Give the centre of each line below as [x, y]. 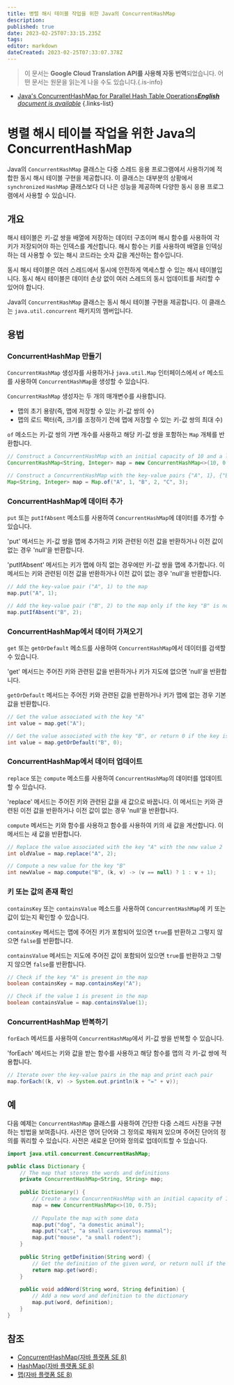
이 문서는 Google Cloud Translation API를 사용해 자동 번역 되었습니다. [120, 73]
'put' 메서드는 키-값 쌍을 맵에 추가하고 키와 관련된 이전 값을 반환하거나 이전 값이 [115, 542]
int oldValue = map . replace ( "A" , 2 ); [62, 854]
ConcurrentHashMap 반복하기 [58, 1022]
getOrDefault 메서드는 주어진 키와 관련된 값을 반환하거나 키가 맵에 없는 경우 [110, 695]
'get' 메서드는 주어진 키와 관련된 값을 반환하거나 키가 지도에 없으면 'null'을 [108, 671]
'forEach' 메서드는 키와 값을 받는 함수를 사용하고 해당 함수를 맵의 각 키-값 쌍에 [113, 1053]
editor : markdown [32, 46]
